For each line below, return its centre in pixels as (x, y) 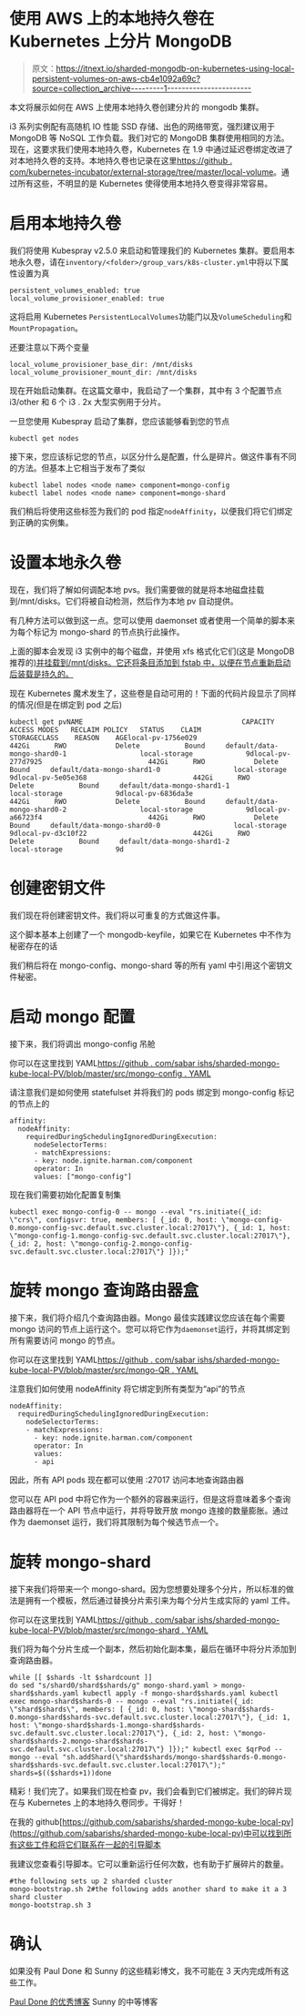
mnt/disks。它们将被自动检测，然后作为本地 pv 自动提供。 (129, 601)
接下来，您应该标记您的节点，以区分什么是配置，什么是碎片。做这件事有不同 (153, 456)
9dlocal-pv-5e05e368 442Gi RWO (130, 778)
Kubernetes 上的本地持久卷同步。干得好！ (106, 1802)
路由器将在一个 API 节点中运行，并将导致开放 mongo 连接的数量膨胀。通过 (149, 1510)
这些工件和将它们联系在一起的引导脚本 (89, 1844)
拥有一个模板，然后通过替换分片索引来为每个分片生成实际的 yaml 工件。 (160, 1600)
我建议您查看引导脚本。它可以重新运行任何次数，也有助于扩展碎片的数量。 (149, 1864)
